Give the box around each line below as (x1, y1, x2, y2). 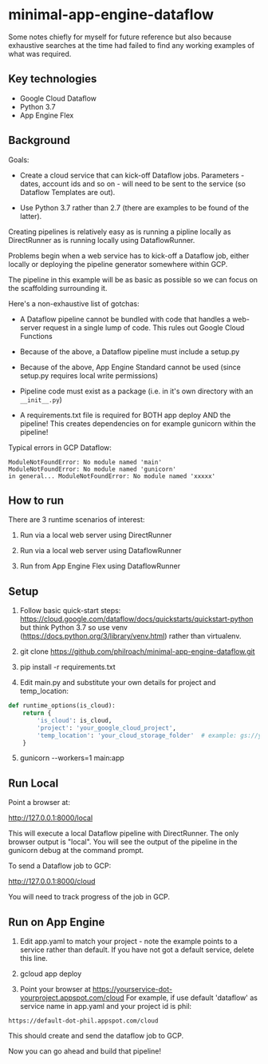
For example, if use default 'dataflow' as (125, 993, 258, 1002)
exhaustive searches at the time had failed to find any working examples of (8, 40, 255, 50)
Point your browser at (19, 985, 92, 994)
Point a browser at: (8, 798, 70, 807)
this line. (19, 954, 48, 963)
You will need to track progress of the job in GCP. (8, 892, 170, 902)
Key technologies (8, 72, 97, 86)
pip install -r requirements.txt (19, 662, 116, 672)
